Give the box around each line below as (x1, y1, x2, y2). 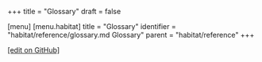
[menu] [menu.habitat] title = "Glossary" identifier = (7, 22, 176, 31)
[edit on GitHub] (7, 46, 60, 54)
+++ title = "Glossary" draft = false (7, 7, 121, 16)
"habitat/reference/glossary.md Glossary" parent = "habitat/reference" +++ (7, 31, 255, 39)
